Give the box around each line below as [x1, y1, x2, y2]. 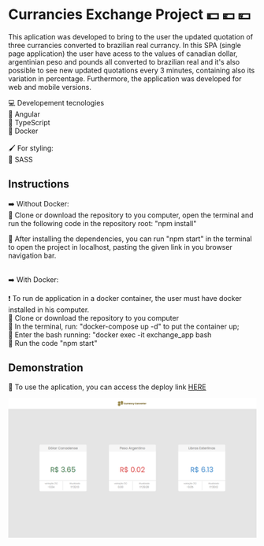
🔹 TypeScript [8, 117, 50, 127]
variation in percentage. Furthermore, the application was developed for [8, 73, 242, 84]
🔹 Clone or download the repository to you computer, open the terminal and [8, 210, 254, 220]
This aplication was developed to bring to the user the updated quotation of [8, 32, 254, 41]
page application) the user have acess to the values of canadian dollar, [8, 49, 238, 58]
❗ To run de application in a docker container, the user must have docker [8, 293, 242, 303]
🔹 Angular [8, 109, 41, 119]
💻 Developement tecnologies [8, 98, 105, 107]
